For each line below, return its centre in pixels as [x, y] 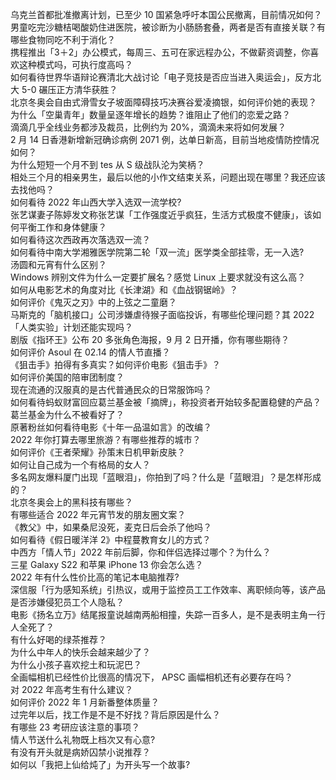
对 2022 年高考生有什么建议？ [72, 689]
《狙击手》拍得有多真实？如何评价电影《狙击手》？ [115, 364]
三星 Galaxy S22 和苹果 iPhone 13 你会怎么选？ [107, 564]
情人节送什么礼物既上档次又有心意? [83, 739]
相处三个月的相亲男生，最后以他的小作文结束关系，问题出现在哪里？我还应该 [168, 177]
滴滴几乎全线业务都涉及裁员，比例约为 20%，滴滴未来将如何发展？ [148, 127]
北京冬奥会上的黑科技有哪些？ [71, 502]
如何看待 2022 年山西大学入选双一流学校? [96, 202]
